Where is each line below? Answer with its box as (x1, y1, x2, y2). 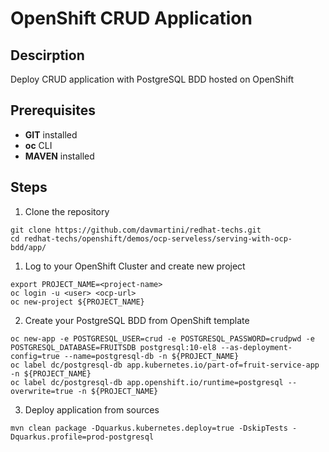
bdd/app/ (10, 242, 47, 252)
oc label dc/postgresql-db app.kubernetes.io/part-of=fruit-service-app (10, 360, 320, 370)
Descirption (10, 47, 85, 64)
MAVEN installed (24, 150, 95, 162)
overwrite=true (10, 386, 74, 396)
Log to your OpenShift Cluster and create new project (24, 260, 246, 272)
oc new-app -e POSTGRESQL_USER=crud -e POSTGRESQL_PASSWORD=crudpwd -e (10, 333, 315, 344)
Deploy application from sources (24, 403, 160, 416)
